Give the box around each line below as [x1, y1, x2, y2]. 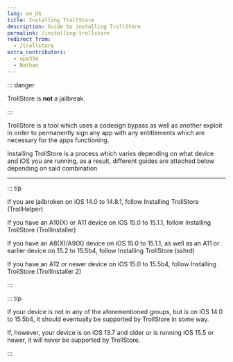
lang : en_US [7, 10, 42, 17]
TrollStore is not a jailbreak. [7, 94, 85, 103]
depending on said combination [7, 164, 98, 172]
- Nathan [13, 62, 39, 69]
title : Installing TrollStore [7, 17, 95, 24]
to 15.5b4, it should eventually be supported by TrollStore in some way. [7, 315, 209, 323]
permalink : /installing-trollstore [7, 29, 110, 37]
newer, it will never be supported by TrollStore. [7, 336, 141, 344]
